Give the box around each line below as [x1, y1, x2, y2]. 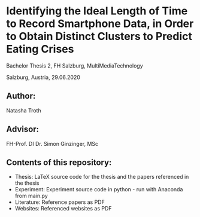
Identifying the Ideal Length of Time [6, 4, 188, 18]
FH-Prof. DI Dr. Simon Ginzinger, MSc [6, 140, 99, 147]
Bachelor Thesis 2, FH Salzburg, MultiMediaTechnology [6, 62, 144, 69]
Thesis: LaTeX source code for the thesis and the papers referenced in [14, 173, 189, 181]
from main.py [14, 192, 48, 200]
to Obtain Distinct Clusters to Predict [6, 30, 193, 43]
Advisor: [6, 124, 40, 135]
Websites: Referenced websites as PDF [14, 205, 112, 212]
